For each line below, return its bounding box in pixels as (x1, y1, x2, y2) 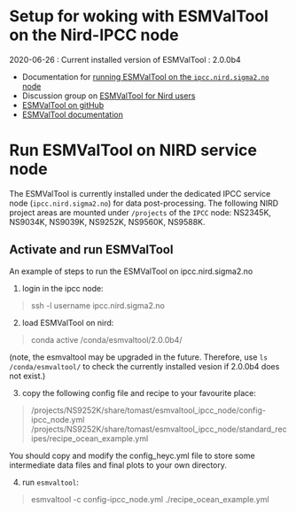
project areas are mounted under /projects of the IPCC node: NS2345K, (9, 206, 272, 218)
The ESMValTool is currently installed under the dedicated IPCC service (9, 188, 271, 198)
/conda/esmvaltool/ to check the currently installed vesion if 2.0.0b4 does (9, 361, 280, 371)
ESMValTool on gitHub (21, 99, 105, 110)
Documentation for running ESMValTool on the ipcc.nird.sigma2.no (21, 71, 269, 82)
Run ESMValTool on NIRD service (9, 140, 257, 160)
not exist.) (9, 370, 46, 381)
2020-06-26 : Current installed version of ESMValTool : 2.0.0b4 (9, 54, 241, 65)
